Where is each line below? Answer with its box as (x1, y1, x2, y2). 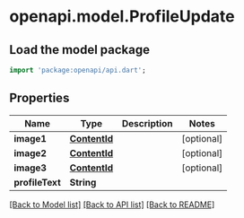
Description (121, 117, 173, 129)
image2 (13, 146, 48, 159)
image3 (13, 161, 48, 174)
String (69, 176, 97, 188)
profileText (13, 176, 61, 188)
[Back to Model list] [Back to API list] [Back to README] (9, 199, 215, 210)
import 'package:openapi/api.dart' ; (9, 65, 146, 74)
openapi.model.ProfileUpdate (9, 6, 235, 27)
